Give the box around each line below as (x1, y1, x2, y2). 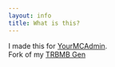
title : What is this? (8, 19, 81, 27)
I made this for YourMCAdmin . (8, 41, 108, 50)
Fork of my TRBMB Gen (8, 49, 86, 59)
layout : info (8, 11, 52, 20)
